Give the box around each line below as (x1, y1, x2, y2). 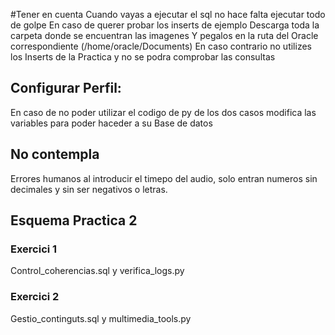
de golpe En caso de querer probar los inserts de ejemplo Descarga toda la (10, 19, 320, 31)
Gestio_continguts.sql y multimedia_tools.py (10, 312, 192, 324)
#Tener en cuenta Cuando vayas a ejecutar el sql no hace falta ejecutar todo (10, 9, 326, 20)
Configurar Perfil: (10, 80, 122, 97)
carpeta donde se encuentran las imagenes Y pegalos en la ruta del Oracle (10, 30, 319, 41)
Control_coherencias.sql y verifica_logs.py (10, 265, 185, 277)
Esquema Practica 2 (10, 212, 138, 229)
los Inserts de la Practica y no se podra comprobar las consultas (10, 51, 276, 63)
